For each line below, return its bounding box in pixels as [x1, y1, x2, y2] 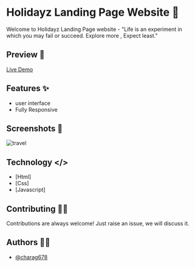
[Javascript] [15, 186, 46, 194]
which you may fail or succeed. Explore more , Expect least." [6, 32, 158, 39]
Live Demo [6, 66, 33, 73]
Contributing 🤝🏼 [6, 203, 69, 214]
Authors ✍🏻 [6, 237, 50, 248]
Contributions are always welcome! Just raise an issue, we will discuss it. [6, 220, 190, 227]
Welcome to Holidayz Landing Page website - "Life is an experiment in [6, 25, 182, 33]
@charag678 [15, 253, 48, 260]
